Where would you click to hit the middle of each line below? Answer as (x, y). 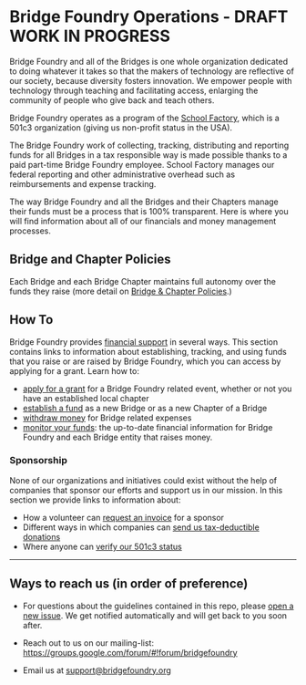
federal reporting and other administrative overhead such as (122, 174)
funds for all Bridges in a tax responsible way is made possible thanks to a (148, 155)
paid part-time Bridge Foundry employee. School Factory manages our (142, 164)
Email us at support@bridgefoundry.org (97, 670)
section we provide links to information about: (95, 500)
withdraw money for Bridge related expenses (107, 418)
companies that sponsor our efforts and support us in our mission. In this (146, 490)
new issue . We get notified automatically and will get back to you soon (155, 615)
